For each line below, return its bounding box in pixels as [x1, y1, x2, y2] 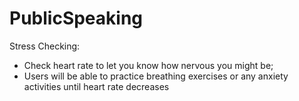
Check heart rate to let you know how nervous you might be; [23, 59, 274, 71]
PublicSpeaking [9, 7, 144, 30]
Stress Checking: [9, 40, 81, 52]
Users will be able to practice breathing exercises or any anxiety [23, 70, 289, 82]
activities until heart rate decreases [23, 80, 170, 92]
